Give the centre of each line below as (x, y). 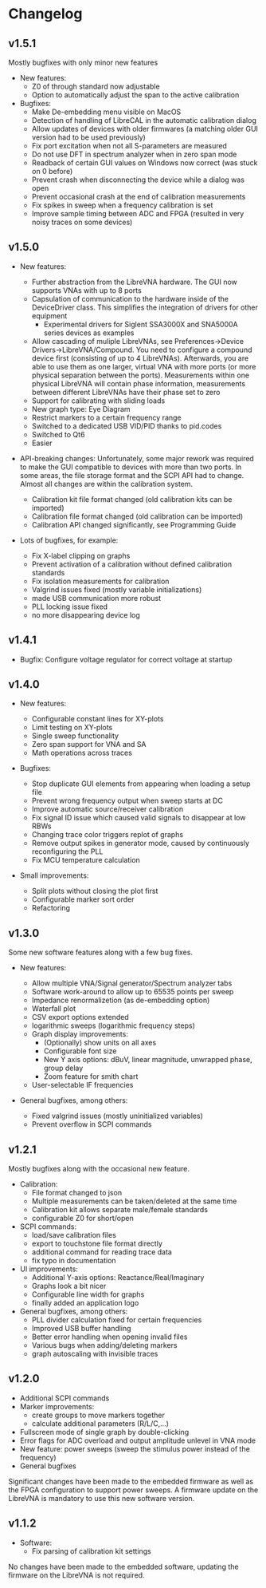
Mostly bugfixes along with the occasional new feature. (99, 1169)
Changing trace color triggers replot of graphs (108, 835)
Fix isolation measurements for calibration (100, 581)
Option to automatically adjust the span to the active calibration (135, 95)
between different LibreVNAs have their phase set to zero (126, 392)
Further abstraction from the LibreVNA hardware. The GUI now (134, 282)
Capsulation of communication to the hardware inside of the (130, 298)
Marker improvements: (57, 1406)
